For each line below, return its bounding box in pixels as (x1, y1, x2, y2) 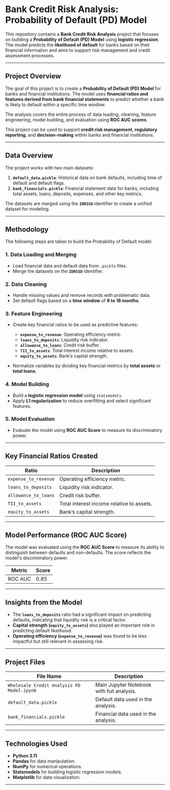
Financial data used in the (95, 711, 156, 718)
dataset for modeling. (5, 206, 50, 212)
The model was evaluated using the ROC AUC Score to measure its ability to (5, 544, 164, 550)
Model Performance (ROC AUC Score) (5, 531, 127, 540)
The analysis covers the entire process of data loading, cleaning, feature (5, 111, 156, 117)
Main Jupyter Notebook (95, 681, 152, 688)
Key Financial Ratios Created (5, 452, 98, 461)
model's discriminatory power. (5, 555, 68, 561)
